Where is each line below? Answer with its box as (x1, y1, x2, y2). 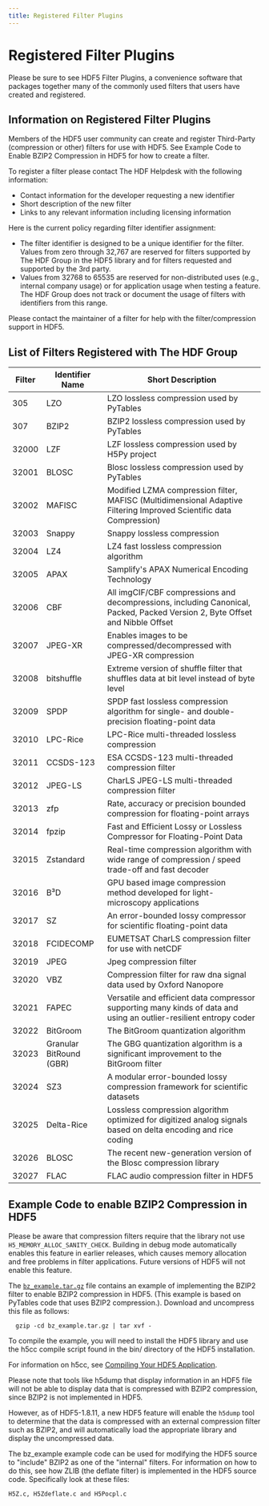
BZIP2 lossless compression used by (106, 416, 246, 427)
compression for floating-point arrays (106, 808, 250, 819)
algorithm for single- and (106, 706, 202, 717)
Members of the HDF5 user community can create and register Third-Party (8, 134, 256, 144)
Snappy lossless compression (106, 528, 219, 539)
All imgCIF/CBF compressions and (106, 587, 236, 598)
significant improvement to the (106, 1048, 222, 1059)
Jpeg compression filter (106, 956, 197, 967)
